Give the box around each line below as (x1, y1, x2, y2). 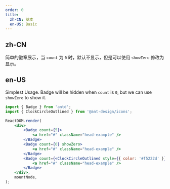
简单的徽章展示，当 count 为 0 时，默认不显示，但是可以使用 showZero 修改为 (5, 54, 164, 61)
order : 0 (5, 7, 24, 13)
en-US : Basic (10, 21, 37, 27)
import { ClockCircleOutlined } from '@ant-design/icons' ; (5, 109, 133, 114)
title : (5, 12, 19, 17)
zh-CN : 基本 (10, 17, 34, 22)
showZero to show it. (5, 94, 47, 100)
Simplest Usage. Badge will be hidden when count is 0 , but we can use (5, 89, 152, 95)
